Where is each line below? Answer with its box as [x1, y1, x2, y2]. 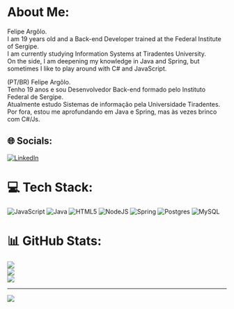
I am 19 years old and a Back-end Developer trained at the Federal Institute [7, 34, 221, 43]
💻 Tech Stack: [7, 179, 93, 195]
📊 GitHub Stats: [7, 233, 102, 248]
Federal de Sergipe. [7, 92, 64, 101]
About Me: [7, 4, 70, 20]
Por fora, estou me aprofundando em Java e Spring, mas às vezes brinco [7, 107, 217, 116]
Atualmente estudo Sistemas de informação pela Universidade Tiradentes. [7, 100, 221, 108]
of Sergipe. [7, 42, 40, 50]
